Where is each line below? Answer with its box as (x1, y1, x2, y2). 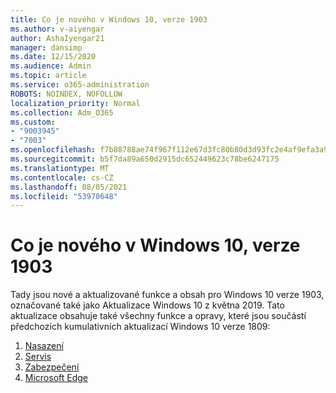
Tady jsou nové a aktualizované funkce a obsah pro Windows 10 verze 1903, (10, 289, 325, 301)
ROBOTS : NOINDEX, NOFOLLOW (10, 89, 123, 99)
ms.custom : (10, 117, 56, 127)
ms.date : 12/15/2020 (10, 52, 97, 62)
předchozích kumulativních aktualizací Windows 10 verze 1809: (10, 321, 271, 333)
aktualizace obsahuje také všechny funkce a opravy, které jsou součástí (10, 310, 307, 322)
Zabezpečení (24, 361, 80, 373)
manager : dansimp (10, 42, 83, 53)
